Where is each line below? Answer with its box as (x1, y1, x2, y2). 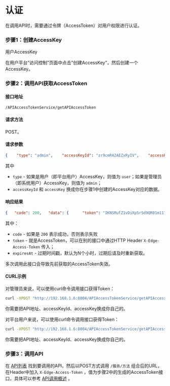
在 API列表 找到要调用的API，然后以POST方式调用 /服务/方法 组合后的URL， (5, 363, 162, 369)
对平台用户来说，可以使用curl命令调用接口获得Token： (5, 316, 119, 323)
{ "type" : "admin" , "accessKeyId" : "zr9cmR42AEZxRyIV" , (5, 153, 139, 158)
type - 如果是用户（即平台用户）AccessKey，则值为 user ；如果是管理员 (12, 173, 162, 179)
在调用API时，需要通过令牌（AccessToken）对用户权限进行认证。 (5, 22, 143, 28)
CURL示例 (5, 273, 26, 279)
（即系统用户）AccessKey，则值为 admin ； (12, 180, 102, 186)
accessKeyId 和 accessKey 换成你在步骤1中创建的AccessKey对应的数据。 (12, 186, 162, 192)
